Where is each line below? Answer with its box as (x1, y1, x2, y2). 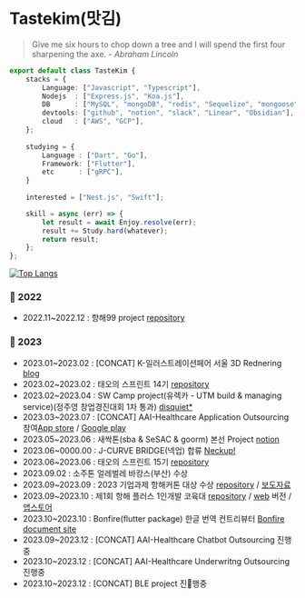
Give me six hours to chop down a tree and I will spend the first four (31, 38, 286, 50)
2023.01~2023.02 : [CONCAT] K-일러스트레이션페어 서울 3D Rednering (22, 357, 282, 368)
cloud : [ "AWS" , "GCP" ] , (42, 117, 144, 126)
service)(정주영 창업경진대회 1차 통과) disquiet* (22, 401, 193, 412)
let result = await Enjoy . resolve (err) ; (42, 217, 197, 227)
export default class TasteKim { (9, 65, 136, 75)
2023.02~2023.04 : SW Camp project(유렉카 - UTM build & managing (22, 390, 282, 401)
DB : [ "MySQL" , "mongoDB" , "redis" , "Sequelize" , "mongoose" (42, 100, 299, 109)
